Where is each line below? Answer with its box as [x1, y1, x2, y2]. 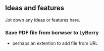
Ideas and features [5, 4, 64, 12]
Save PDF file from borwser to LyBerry [5, 29, 99, 36]
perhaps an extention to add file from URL [12, 40, 98, 46]
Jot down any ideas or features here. [5, 17, 81, 23]
